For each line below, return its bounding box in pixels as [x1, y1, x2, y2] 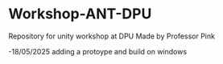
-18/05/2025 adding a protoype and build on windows [8, 46, 188, 56]
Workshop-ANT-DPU [8, 5, 152, 23]
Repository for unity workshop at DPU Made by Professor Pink [8, 31, 216, 41]
